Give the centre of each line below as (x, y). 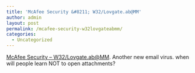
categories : (21, 34)
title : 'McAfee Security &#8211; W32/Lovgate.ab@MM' (74, 12)
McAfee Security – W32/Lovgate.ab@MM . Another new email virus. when (98, 57)
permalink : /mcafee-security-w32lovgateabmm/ (64, 29)
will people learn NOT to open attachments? (61, 63)
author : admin (24, 17)
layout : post (23, 23)
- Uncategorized (32, 40)
